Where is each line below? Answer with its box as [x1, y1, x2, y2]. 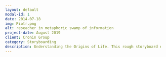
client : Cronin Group [5, 35, 50, 40]
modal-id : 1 [5, 12, 30, 17]
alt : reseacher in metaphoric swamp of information [5, 26, 114, 31]
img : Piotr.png [5, 21, 37, 26]
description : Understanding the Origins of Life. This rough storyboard [5, 44, 158, 49]
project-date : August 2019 [5, 30, 61, 35]
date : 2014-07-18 [5, 16, 41, 21]
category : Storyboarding [5, 40, 56, 45]
